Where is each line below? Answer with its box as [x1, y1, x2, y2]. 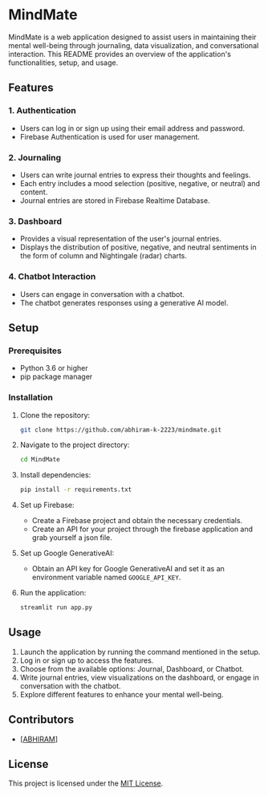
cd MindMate [19, 456, 60, 464]
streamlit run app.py [19, 603, 92, 611]
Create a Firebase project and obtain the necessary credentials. [31, 516, 243, 526]
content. [19, 187, 48, 197]
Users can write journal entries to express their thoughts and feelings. [19, 170, 251, 180]
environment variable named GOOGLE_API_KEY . [31, 572, 181, 583]
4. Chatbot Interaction [8, 271, 96, 282]
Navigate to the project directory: [19, 440, 130, 450]
